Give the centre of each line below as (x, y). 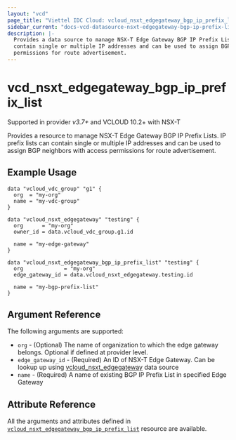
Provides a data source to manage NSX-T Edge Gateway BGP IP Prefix (116, 40)
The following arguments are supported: (66, 331)
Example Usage (42, 173)
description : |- (31, 33)
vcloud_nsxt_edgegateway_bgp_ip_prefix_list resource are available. (107, 429)
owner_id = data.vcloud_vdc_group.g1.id (73, 232)
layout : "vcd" (28, 14)
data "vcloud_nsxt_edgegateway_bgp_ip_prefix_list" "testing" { (103, 262)
